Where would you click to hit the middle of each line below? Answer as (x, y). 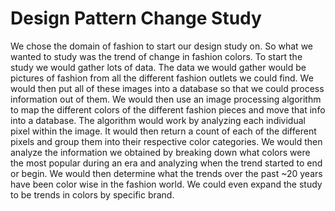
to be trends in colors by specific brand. (92, 194)
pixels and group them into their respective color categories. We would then (166, 141)
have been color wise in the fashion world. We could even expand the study (166, 184)
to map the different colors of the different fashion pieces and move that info (168, 109)
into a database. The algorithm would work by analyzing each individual (158, 120)
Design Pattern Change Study (136, 18)
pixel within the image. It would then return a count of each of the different (163, 131)
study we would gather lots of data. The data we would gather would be (158, 67)
